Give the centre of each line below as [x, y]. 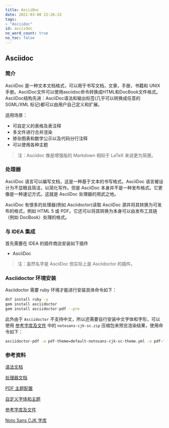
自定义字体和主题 [23, 399]
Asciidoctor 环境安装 [31, 278]
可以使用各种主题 [30, 144]
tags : [11, 19]
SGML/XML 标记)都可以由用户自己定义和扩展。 [54, 104]
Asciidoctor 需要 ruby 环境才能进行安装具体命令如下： [61, 290]
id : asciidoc [19, 29]
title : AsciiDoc [22, 10]
